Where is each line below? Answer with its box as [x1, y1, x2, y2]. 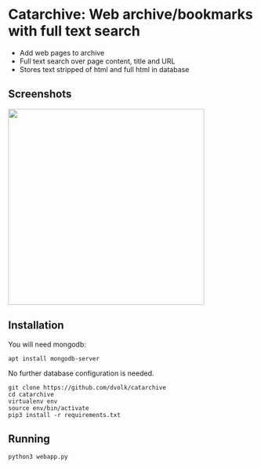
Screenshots [8, 88, 72, 101]
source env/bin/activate [8, 404, 89, 412]
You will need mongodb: [8, 339, 86, 349]
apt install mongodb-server [8, 354, 100, 362]
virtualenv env [8, 397, 58, 405]
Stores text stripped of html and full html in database [19, 64, 190, 74]
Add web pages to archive [19, 48, 105, 57]
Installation [8, 319, 64, 332]
